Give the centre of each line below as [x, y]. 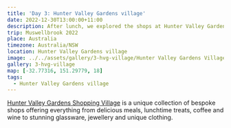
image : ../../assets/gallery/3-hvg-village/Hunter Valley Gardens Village [117, 58]
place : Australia [32, 39]
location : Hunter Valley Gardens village [67, 52]
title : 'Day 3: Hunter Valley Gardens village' [77, 13]
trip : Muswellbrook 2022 [43, 33]
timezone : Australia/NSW [43, 45]
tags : [15, 77]
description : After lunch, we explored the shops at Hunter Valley [106, 26]
